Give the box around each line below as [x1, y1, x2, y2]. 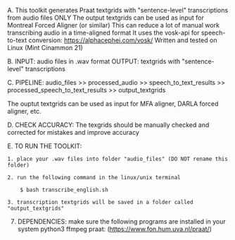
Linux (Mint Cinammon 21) [7, 44, 83, 52]
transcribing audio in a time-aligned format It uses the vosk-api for [7, 28, 200, 37]
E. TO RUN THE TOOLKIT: [7, 142, 82, 150]
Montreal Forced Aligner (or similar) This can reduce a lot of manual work [7, 21, 220, 29]
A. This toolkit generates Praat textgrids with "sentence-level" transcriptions [7, 6, 229, 14]
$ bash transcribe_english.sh [20, 186, 109, 193]
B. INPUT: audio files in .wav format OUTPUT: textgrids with [7, 57, 181, 66]
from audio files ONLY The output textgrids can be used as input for [7, 13, 204, 22]
